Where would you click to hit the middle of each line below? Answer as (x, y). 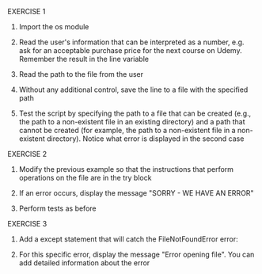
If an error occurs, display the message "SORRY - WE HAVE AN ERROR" (136, 193)
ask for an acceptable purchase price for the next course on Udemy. (130, 50)
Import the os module (54, 27)
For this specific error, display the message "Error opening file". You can (137, 254)
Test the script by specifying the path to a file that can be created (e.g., (135, 113)
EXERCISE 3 (27, 224)
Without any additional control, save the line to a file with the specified (133, 89)
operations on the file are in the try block (85, 178)
